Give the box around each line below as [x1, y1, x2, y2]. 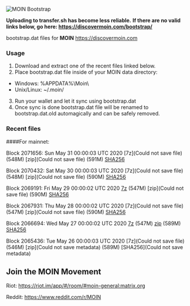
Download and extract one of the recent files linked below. [14, 62, 156, 70]
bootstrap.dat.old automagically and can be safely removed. [14, 110, 160, 117]
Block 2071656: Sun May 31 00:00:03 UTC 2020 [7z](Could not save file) [6, 149, 183, 157]
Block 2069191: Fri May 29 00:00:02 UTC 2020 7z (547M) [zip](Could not [6, 185, 184, 192]
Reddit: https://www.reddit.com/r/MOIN [6, 294, 101, 301]
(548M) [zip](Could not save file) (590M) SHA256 [6, 173, 126, 180]
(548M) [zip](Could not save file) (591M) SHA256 [6, 155, 125, 162]
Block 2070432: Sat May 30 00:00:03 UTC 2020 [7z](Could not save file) [6, 167, 184, 174]
